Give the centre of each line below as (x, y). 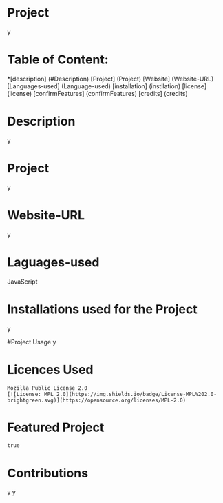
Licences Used (50, 369)
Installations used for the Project (102, 309)
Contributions (47, 473)
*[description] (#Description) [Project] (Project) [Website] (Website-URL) (110, 79)
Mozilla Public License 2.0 (47, 388)
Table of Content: (58, 60)
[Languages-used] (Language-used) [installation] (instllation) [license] (107, 86)
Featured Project (56, 427)
